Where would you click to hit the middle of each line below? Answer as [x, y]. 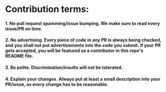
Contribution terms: [47, 9]
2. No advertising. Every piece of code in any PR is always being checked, [83, 40]
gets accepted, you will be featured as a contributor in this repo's [74, 50]
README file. [19, 56]
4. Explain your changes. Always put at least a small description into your [83, 79]
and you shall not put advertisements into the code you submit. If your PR [83, 45]
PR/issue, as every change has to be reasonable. [57, 84]
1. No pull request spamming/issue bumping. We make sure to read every [82, 23]
